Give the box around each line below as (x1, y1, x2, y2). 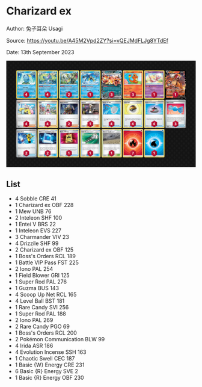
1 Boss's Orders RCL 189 (14, 253, 76, 260)
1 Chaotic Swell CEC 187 (14, 355, 75, 362)
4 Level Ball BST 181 (14, 297, 65, 305)
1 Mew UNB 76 (14, 208, 52, 215)
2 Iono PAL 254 (14, 265, 54, 273)
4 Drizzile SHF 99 (14, 240, 59, 247)
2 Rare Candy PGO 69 (14, 323, 70, 330)
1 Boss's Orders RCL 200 (14, 329, 77, 336)
